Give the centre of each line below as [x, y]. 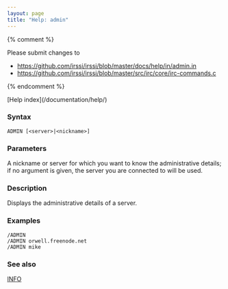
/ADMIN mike [24, 247]
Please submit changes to [43, 53]
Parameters [27, 148]
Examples [24, 221]
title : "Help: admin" [38, 20]
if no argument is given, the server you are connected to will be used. [105, 171]
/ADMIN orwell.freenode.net [47, 241]
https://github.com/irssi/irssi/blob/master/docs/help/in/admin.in [107, 66]
